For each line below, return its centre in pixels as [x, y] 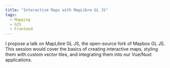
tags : [11, 15]
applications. [19, 60]
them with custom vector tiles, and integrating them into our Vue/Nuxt [78, 55]
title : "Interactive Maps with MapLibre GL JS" [57, 10]
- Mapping [20, 19]
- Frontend [21, 29]
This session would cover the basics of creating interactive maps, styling [82, 49]
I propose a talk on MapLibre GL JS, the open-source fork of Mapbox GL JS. [85, 43]
